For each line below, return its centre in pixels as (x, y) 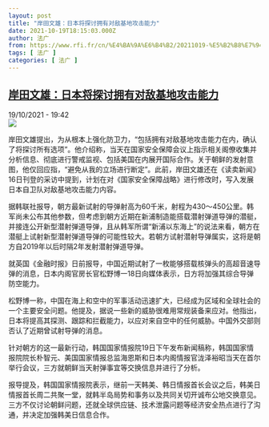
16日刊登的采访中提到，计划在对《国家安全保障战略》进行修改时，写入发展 (131, 179)
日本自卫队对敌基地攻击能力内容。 (64, 189)
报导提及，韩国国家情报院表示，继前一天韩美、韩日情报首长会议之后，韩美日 (134, 385)
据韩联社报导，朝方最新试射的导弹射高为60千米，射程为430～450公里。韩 (131, 206)
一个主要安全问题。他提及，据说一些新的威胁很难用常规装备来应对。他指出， (134, 310)
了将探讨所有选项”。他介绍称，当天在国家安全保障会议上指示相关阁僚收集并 (133, 149)
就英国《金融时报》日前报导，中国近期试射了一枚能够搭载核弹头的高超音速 (131, 263)
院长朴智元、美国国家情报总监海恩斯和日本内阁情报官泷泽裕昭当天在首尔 (141, 357)
